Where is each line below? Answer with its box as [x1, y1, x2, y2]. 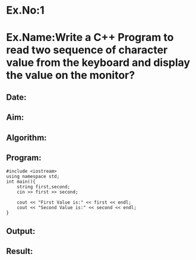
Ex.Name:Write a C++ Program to [6, 31, 174, 45]
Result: [6, 246, 33, 256]
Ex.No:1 [6, 4, 45, 17]
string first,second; [17, 184, 70, 190]
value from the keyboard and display [6, 56, 191, 69]
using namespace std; [6, 173, 60, 180]
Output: [6, 226, 36, 236]
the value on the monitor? [6, 69, 135, 82]
